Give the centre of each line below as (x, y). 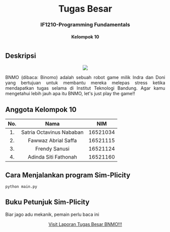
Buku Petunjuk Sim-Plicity (47, 202)
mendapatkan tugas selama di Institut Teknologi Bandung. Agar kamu (85, 88)
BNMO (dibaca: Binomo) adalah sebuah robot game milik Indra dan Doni (85, 78)
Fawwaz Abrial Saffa (52, 141)
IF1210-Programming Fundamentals (85, 25)
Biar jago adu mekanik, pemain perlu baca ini (52, 214)
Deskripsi (21, 55)
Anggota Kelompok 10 (41, 109)
